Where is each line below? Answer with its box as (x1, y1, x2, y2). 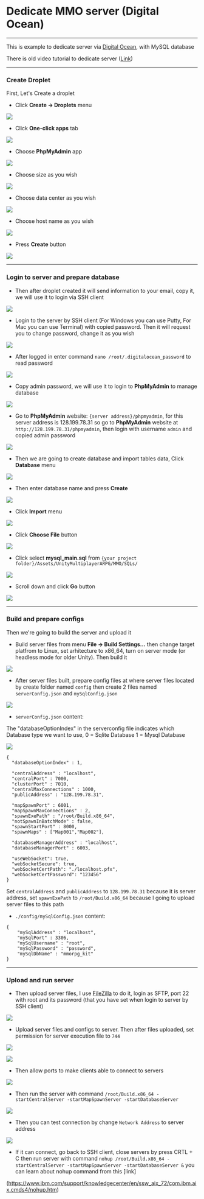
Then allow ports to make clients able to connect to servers (15, 1067, 164, 1074)
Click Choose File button (15, 531, 78, 538)
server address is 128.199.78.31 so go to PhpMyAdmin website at (15, 418, 178, 426)
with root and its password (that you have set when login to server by (15, 996, 189, 1004)
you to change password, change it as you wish (15, 329, 135, 337)
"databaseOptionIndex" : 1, (12, 759, 83, 765)
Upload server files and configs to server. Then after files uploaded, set (15, 1026, 194, 1033)
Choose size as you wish (15, 171, 78, 178)
